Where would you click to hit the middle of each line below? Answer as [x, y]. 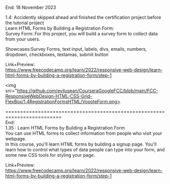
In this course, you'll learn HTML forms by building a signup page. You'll [81, 144]
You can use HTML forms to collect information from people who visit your [84, 133]
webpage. [16, 139]
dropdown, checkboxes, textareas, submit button [57, 54]
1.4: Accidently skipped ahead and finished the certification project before [83, 17]
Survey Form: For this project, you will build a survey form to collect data [82, 34]
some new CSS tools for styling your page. [50, 155]
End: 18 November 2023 [31, 7]
